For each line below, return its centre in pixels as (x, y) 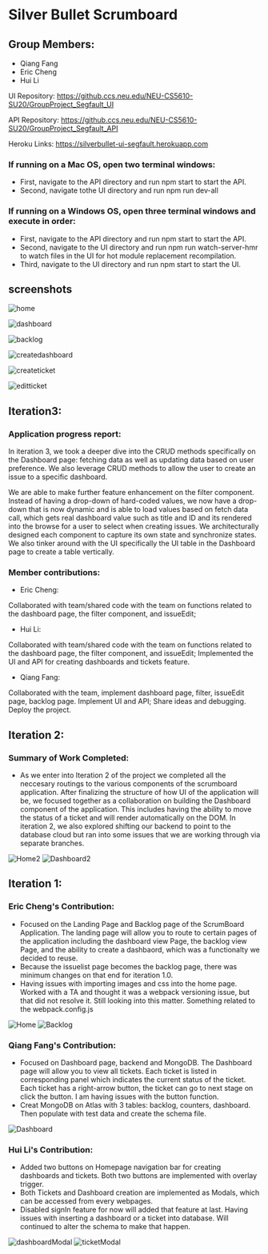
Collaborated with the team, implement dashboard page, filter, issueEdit (126, 693)
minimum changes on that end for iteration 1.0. (96, 975)
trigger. (32, 1184)
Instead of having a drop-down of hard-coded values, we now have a (123, 501)
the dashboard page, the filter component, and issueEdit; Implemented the (131, 653)
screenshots (40, 289)
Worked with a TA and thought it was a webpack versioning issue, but (135, 992)
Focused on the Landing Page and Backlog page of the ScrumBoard (132, 924)
